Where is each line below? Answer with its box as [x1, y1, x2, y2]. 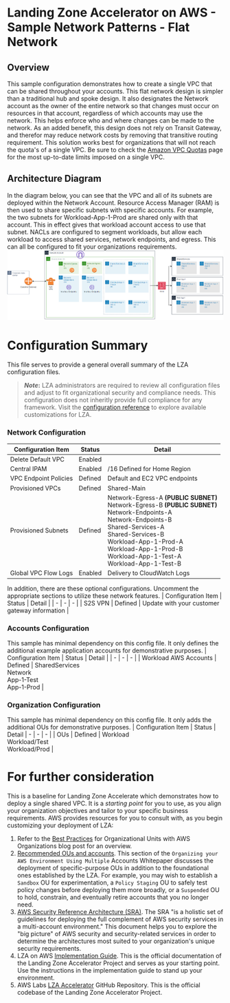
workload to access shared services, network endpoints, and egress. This [7, 235, 216, 243]
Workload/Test [7, 738, 49, 746]
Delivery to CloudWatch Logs [107, 569, 190, 577]
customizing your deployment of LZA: [7, 821, 114, 829]
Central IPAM [10, 465, 47, 473]
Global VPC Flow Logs [10, 569, 73, 577]
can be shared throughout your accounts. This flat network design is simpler [7, 87, 224, 95]
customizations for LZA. [23, 410, 92, 418]
